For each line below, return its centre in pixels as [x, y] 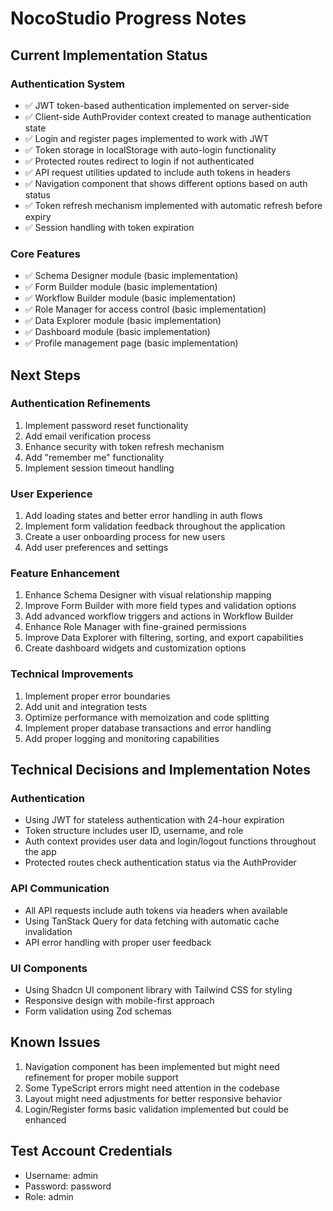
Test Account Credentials [91, 1151]
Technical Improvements [72, 674]
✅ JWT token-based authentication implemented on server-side [157, 105]
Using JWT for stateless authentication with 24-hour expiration [154, 820]
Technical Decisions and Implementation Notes [161, 770]
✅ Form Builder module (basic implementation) [121, 287]
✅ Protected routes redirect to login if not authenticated [139, 161]
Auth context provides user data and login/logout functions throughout [170, 841]
